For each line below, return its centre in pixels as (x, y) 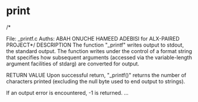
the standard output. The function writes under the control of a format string (99, 51)
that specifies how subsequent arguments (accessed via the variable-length (99, 57)
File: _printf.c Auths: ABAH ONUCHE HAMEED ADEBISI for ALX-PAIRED (93, 38)
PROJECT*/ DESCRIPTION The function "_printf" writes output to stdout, (95, 45)
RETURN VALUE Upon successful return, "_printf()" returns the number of (96, 75)
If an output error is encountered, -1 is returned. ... (67, 93)
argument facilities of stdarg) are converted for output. (73, 64)
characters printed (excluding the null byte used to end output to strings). (96, 81)
